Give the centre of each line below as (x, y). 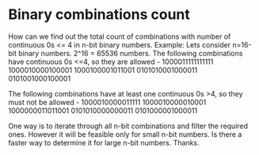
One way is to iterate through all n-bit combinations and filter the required (128, 126)
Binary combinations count (99, 15)
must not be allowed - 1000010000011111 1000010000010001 (107, 102)
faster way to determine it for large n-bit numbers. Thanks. (104, 142)
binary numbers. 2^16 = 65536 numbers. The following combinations (131, 53)
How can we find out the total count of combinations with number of (120, 36)
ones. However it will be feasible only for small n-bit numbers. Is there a (125, 134)
